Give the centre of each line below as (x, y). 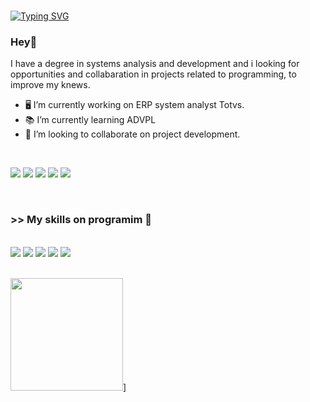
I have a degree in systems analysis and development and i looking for (155, 64)
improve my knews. (50, 85)
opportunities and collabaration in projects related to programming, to (153, 74)
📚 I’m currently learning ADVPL (90, 120)
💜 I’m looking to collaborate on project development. (132, 134)
